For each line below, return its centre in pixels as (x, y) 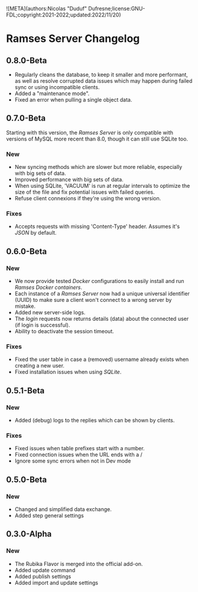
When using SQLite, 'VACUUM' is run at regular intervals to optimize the (102, 186)
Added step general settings (49, 516)
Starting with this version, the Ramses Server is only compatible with (90, 132)
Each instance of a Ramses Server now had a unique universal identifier (102, 294)
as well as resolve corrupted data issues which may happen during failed (103, 81)
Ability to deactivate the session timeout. (64, 331)
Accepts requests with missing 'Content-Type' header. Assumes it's (97, 226)
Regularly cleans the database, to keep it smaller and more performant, (101, 74)
